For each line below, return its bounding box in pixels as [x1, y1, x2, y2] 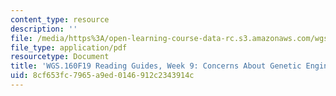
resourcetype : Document [10, 52, 110, 62]
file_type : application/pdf [10, 42, 128, 53]
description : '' [10, 24, 78, 34]
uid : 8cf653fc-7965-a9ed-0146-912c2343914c [10, 71, 195, 81]
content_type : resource [10, 14, 110, 25]
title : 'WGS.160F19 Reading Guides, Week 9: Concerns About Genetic [10, 61, 302, 71]
